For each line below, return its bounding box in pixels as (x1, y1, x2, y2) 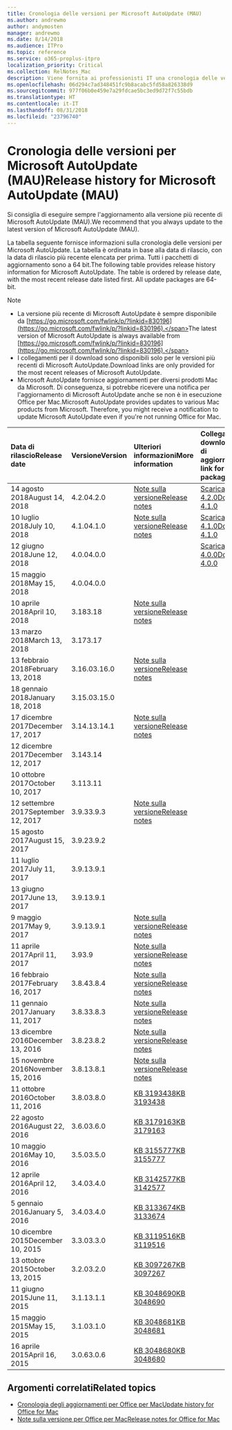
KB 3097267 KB (133, 1260, 186, 1269)
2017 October (10, 778, 55, 788)
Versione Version (71, 450, 128, 460)
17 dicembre (10, 712, 53, 722)
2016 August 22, (10, 1121, 65, 1131)
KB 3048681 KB (133, 1317, 186, 1327)
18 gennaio (10, 684, 48, 694)
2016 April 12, (10, 1179, 57, 1188)
